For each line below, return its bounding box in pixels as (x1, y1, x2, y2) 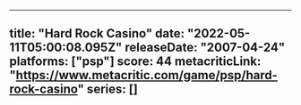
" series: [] (77, 82, 139, 97)
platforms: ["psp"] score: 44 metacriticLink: (9, 54, 262, 69)
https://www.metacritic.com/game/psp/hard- (15, 68, 278, 83)
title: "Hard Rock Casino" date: (9, 26, 185, 41)
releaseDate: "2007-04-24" (125, 40, 286, 55)
